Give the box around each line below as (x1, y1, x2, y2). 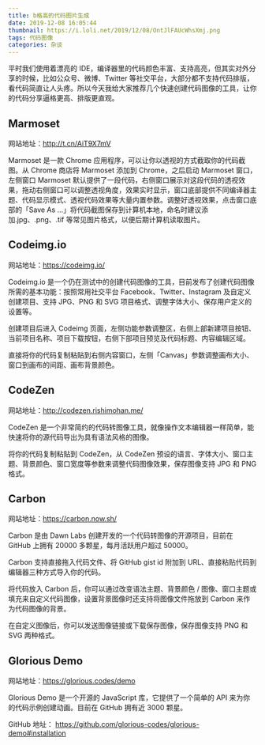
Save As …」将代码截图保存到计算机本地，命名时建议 (28, 205, 202, 214)
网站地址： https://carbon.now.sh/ (8, 514, 117, 524)
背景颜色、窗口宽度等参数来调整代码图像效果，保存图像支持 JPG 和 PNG (21, 459, 257, 468)
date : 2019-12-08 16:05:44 (8, 19, 97, 27)
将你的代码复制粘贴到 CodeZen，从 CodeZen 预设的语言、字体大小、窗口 (8, 448, 247, 459)
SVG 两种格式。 (8, 630, 59, 641)
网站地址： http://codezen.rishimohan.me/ (8, 405, 144, 415)
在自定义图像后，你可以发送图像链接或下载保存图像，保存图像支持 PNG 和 (8, 621, 248, 630)
